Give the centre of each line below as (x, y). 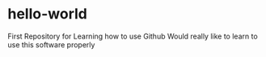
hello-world (48, 14)
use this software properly (51, 44)
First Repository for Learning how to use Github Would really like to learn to (133, 36)
